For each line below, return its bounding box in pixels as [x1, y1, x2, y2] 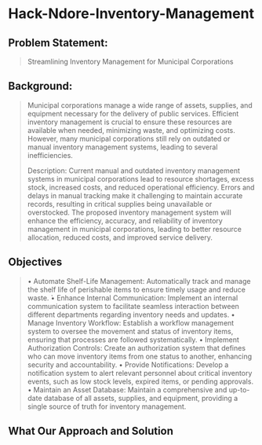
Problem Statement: [8, 36, 108, 50]
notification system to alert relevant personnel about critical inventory [27, 368, 253, 377]
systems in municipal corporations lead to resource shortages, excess [27, 174, 255, 183]
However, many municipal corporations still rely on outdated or [27, 134, 231, 143]
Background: [8, 79, 73, 93]
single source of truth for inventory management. [27, 402, 187, 411]
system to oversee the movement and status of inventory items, [27, 326, 234, 336]
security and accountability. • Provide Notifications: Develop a [27, 359, 229, 370]
